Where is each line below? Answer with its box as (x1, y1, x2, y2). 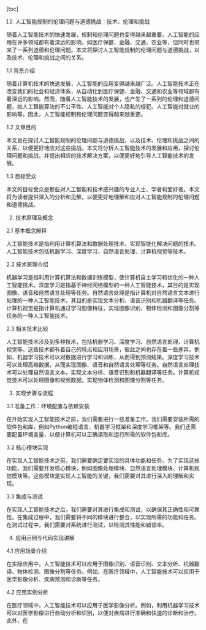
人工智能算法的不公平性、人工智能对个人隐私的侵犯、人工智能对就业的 (22, 103, 200, 110)
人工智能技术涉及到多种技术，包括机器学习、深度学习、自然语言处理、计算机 (6, 338, 200, 345)
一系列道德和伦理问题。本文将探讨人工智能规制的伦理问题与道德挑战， (17, 46, 194, 53)
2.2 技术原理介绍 (6, 260, 49, 268)
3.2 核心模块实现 (6, 444, 48, 451)
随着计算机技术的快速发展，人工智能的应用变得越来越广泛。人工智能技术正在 (6, 80, 200, 87)
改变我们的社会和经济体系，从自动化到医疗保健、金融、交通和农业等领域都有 (6, 88, 200, 94)
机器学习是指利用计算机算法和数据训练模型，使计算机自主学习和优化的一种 (6, 274, 194, 281)
